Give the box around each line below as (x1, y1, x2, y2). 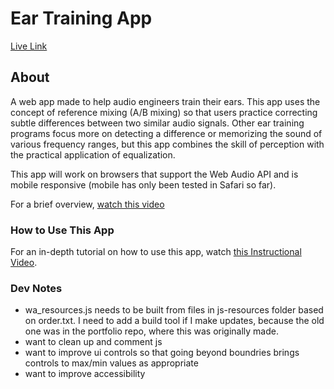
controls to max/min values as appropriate (24, 357, 199, 369)
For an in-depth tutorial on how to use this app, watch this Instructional (10, 246, 302, 258)
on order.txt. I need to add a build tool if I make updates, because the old (24, 315, 325, 327)
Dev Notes (10, 281, 63, 295)
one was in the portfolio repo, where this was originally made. (24, 325, 279, 337)
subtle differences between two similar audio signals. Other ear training (10, 117, 305, 129)
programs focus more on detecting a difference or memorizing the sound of (10, 127, 323, 139)
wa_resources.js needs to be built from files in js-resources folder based (24, 304, 324, 316)
